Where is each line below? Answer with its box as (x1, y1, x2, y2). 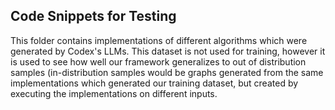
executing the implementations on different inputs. (10, 87, 218, 99)
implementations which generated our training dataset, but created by (10, 77, 299, 89)
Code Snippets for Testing (10, 8, 177, 25)
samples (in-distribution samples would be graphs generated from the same (10, 66, 324, 78)
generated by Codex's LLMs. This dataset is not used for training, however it (10, 45, 326, 57)
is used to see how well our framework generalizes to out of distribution (10, 55, 307, 68)
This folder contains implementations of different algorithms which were (10, 34, 308, 46)
